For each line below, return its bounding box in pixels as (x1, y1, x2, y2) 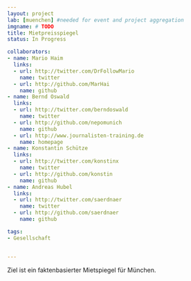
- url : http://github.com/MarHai (13, 80, 110, 87)
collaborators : (7, 48, 51, 55)
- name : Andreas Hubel (7, 183, 73, 190)
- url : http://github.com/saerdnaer (13, 209, 119, 217)
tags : (7, 228, 23, 235)
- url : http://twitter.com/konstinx (13, 158, 119, 165)
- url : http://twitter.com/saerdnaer (13, 197, 122, 203)
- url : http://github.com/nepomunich (13, 119, 122, 126)
